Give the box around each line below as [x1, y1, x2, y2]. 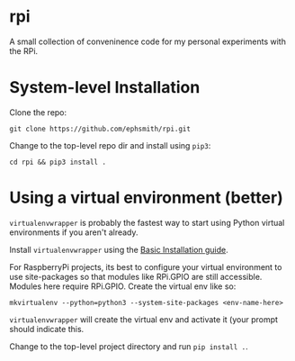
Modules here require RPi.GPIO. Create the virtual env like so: [9, 281, 237, 292]
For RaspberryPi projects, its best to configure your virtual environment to [9, 261, 282, 272]
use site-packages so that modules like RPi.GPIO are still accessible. [9, 271, 263, 282]
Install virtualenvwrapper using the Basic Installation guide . [9, 244, 229, 255]
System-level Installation [9, 77, 201, 98]
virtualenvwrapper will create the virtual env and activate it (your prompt [9, 313, 279, 325]
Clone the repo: [9, 106, 67, 118]
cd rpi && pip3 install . [9, 158, 106, 167]
